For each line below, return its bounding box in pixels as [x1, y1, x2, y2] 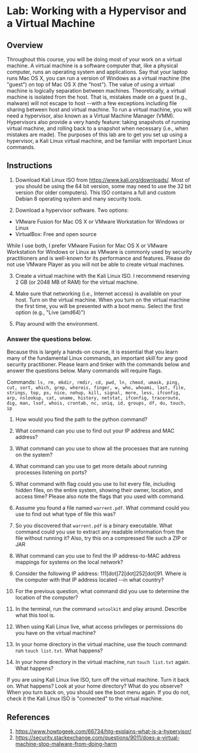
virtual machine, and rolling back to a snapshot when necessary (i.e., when [6, 125, 189, 132]
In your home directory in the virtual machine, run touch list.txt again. [15, 659, 190, 666]
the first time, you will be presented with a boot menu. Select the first [15, 302, 183, 309]
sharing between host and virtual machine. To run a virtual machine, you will [6, 106, 192, 113]
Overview [6, 40, 44, 50]
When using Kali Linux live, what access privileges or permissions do [15, 623, 183, 630]
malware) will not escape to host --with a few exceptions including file [6, 100, 177, 107]
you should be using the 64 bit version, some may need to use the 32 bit [15, 182, 192, 189]
